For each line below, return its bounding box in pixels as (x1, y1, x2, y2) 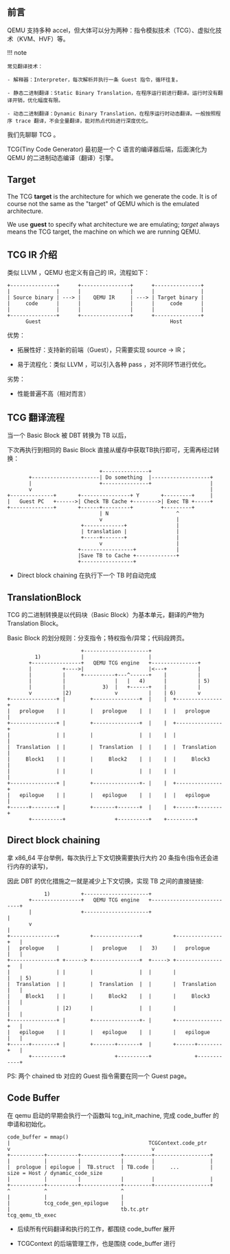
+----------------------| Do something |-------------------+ (28, 474, 214, 481)
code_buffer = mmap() (7, 1133, 69, 1141)
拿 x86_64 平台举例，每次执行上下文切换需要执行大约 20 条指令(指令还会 (7, 853, 213, 862)
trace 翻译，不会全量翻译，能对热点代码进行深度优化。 (15, 117, 152, 124)
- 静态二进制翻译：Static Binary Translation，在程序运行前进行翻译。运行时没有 (7, 89, 218, 96)
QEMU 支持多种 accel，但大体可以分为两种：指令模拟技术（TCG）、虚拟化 (7, 26, 216, 34)
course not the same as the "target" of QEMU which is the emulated (7, 199, 199, 208)
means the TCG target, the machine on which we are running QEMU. (7, 227, 201, 236)
